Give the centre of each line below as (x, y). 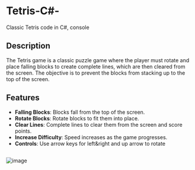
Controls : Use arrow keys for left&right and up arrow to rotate (90, 143)
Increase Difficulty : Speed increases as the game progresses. (91, 137)
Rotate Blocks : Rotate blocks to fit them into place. (77, 118)
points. (23, 131)
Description (28, 46)
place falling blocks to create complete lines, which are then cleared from (96, 66)
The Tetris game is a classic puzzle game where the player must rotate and (98, 60)
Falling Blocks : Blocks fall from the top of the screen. (80, 112)
